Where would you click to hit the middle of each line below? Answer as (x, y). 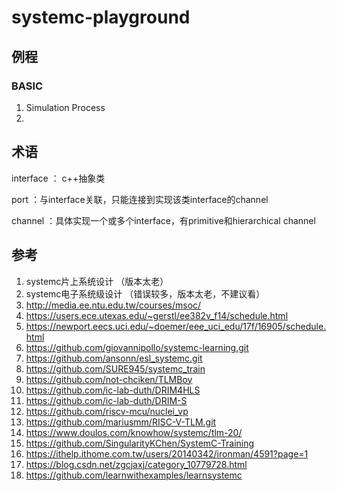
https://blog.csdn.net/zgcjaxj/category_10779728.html (136, 464)
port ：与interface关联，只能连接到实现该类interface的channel (140, 199)
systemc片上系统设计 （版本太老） (97, 281)
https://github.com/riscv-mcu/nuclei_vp (107, 411)
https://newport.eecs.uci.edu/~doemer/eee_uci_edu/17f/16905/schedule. (176, 326)
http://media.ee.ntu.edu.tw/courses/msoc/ (113, 305)
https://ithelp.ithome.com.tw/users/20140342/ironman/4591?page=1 (167, 453)
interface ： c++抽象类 (58, 178)
